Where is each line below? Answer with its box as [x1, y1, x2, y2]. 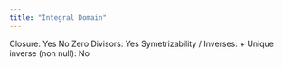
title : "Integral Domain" [9, 13, 107, 23]
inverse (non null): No [9, 47, 90, 59]
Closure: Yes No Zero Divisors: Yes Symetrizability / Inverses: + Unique [9, 38, 274, 49]
